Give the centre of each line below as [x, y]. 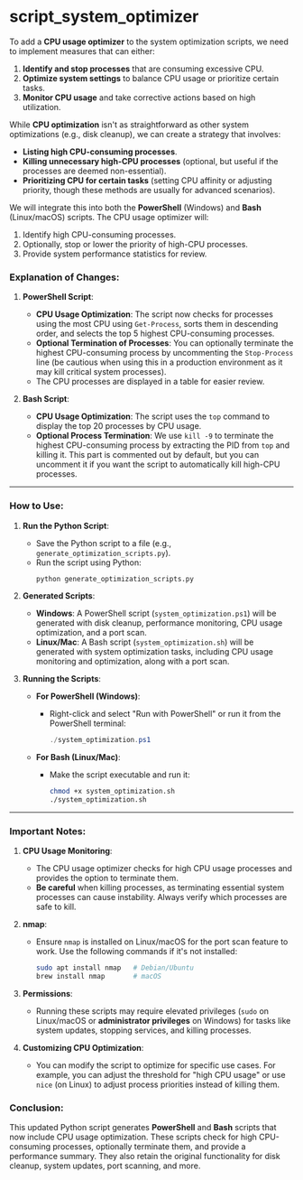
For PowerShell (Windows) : [88, 696]
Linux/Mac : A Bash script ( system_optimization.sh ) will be [145, 642]
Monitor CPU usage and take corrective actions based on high [139, 98]
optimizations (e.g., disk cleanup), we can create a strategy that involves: [145, 134]
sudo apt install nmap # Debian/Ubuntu [115, 968]
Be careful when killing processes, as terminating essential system [160, 887]
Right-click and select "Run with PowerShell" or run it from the [165, 714]
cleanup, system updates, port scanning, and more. [105, 1166]
